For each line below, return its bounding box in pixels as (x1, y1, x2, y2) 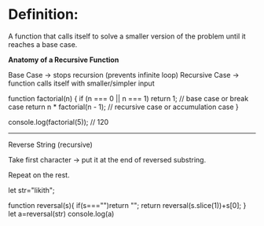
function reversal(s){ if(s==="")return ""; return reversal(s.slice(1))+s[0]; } (8, 200, 247, 210)
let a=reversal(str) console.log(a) (8, 209, 115, 218)
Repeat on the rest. (8, 170, 70, 180)
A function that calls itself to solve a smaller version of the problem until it (8, 31, 246, 41)
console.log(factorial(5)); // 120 (8, 117, 109, 126)
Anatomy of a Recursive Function (8, 55, 119, 64)
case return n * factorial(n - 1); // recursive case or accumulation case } (8, 102, 240, 111)
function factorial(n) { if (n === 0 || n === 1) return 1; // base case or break (8, 93, 249, 103)
